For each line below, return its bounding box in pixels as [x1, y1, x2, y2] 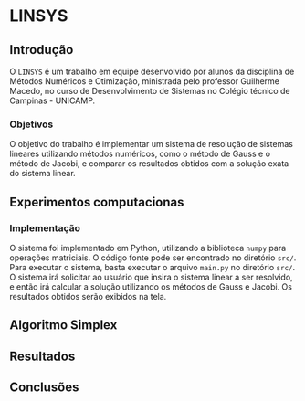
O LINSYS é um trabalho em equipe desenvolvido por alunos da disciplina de [9, 66, 295, 77]
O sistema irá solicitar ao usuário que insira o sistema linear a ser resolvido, [9, 271, 294, 282]
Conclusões [9, 380, 79, 396]
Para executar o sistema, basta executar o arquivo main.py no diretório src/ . [9, 261, 296, 272]
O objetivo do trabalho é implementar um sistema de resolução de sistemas [9, 139, 294, 150]
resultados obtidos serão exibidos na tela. [9, 290, 167, 301]
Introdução [9, 42, 74, 58]
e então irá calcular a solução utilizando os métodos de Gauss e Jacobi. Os [9, 280, 292, 292]
